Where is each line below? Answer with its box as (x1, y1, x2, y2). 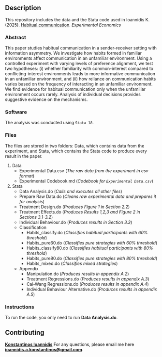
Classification (19, 224, 47, 230)
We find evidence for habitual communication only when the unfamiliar (5, 86, 146, 92)
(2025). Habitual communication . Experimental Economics (5, 22, 121, 28)
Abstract (5, 34, 27, 41)
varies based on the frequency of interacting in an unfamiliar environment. (5, 81, 153, 87)
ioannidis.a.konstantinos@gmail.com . (5, 346, 84, 352)
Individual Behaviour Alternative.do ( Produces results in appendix (26, 286, 157, 292)
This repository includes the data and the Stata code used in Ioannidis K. (5, 16, 150, 22)
